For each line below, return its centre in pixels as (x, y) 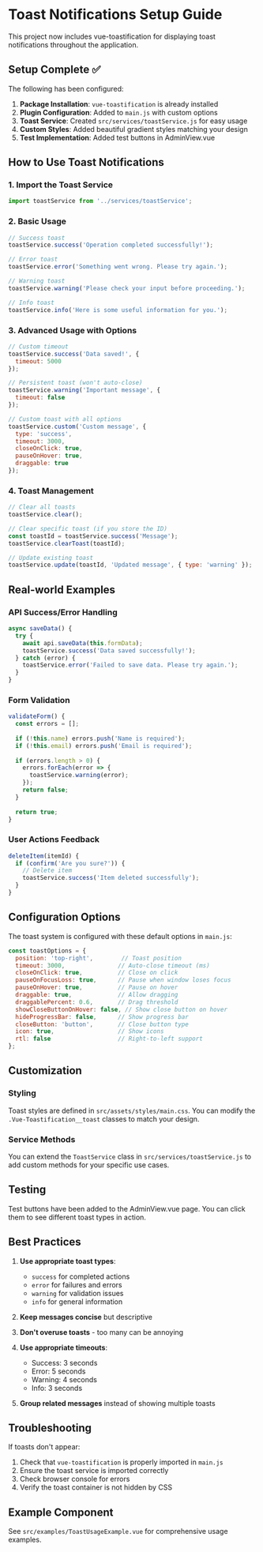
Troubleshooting (50, 1428)
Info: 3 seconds (57, 1388)
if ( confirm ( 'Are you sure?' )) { (70, 863)
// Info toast (32, 303)
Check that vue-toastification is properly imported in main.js (121, 1462)
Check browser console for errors (75, 1479)
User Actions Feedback (54, 840)
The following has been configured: (66, 88)
